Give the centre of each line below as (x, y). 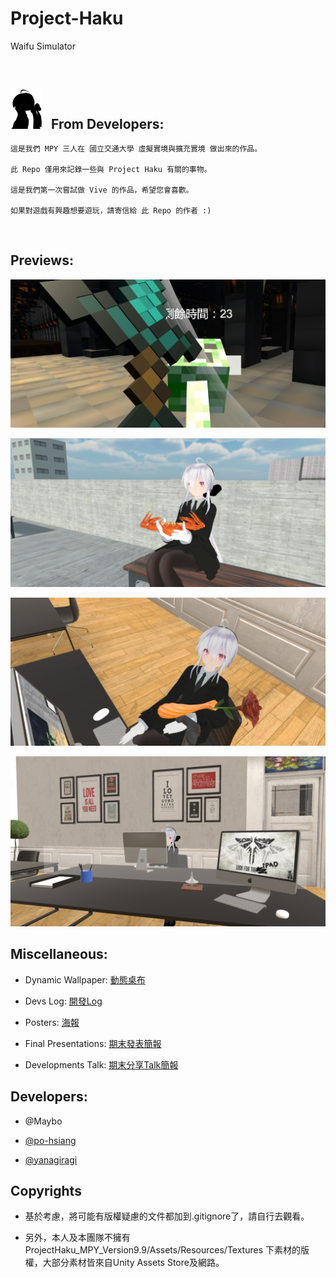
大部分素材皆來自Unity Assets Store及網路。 (133, 1263)
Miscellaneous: (59, 954)
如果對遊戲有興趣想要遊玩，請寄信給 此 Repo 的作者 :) (111, 211)
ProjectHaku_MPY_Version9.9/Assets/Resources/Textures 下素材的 (162, 1250)
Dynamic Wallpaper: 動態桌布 (85, 979)
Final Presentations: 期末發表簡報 (93, 1043)
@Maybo (43, 1121)
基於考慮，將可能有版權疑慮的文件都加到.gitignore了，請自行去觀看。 (167, 1216)
